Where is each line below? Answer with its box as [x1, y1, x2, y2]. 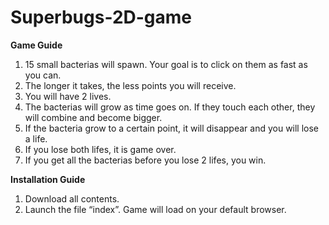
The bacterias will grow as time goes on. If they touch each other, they [24, 101, 316, 113]
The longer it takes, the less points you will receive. [24, 79, 237, 91]
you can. [24, 69, 62, 81]
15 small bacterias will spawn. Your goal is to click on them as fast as [24, 58, 308, 70]
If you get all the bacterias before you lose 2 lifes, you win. [24, 154, 267, 166]
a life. [24, 132, 48, 145]
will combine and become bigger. [24, 111, 163, 123]
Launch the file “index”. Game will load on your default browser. [24, 203, 287, 215]
